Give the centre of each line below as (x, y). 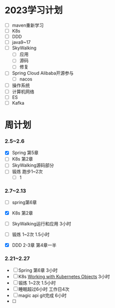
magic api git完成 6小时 (42, 295)
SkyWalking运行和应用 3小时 (41, 224)
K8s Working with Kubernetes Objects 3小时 (64, 276)
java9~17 (21, 42)
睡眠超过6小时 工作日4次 (44, 289)
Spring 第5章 (25, 153)
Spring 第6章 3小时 (38, 270)
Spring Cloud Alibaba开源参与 (43, 73)
